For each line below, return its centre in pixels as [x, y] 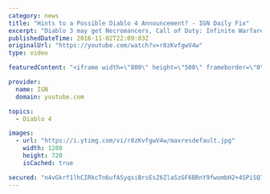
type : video [28, 53]
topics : [21, 111]
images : [21, 133]
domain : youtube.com [50, 97]
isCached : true [48, 163]
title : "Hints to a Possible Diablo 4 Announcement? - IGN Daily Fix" [129, 23]
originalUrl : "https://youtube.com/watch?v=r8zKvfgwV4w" [106, 46]
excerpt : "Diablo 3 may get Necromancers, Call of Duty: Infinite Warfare [136, 30]
